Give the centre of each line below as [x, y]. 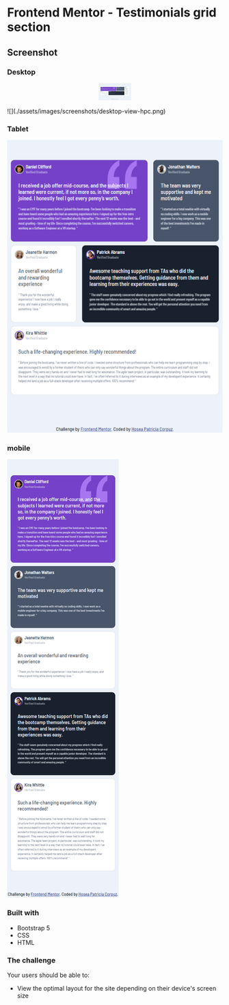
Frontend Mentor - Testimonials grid [112, 13]
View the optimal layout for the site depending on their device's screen [117, 989]
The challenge [31, 960]
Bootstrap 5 [33, 928]
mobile [19, 448]
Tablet [18, 129]
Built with [23, 913]
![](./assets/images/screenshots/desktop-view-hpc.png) [86, 111]
